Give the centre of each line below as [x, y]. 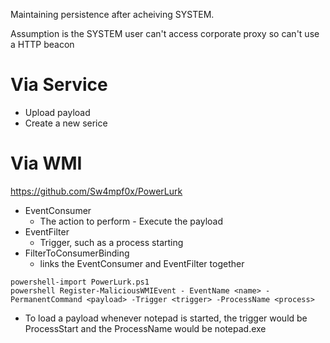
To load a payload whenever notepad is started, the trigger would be [166, 318]
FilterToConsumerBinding [77, 253]
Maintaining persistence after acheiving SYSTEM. [112, 14]
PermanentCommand [46, 299]
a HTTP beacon [42, 44]
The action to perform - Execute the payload [131, 221]
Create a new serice [66, 123]
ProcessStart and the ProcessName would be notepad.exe [145, 328]
